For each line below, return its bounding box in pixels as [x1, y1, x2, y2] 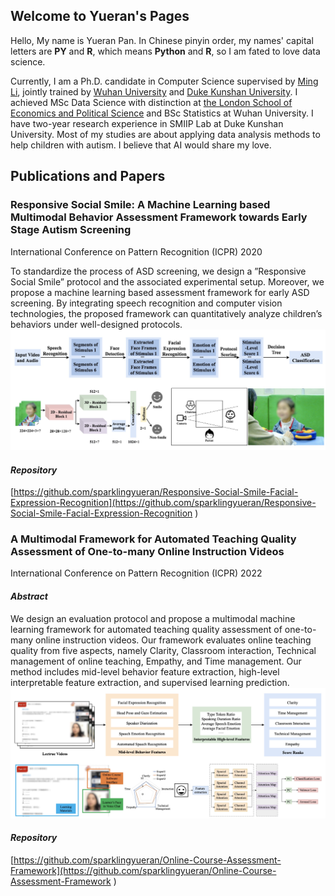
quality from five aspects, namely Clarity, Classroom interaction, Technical [10, 644, 317, 656]
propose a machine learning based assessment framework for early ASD [10, 286, 310, 298]
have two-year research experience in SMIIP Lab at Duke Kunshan [10, 117, 284, 129]
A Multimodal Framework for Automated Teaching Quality [10, 532, 297, 546]
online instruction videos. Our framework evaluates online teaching [34, 634, 312, 646]
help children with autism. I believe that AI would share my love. [10, 139, 272, 151]
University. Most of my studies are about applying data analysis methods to [10, 128, 321, 140]
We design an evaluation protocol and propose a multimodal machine [10, 612, 296, 624]
